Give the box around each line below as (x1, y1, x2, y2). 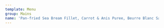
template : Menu (5, 7, 36, 12)
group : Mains (5, 11, 32, 16)
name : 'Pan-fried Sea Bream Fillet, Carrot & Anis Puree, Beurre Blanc (5, 16, 154, 20)
